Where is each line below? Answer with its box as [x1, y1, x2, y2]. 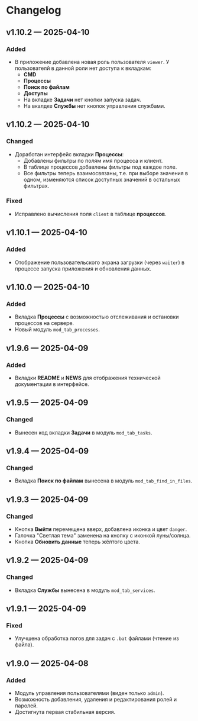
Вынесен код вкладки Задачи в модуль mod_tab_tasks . [14, 429, 152, 436]
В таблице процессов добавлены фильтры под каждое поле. [23, 163, 177, 170]
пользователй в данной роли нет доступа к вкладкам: [14, 65, 152, 72]
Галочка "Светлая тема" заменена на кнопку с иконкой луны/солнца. [14, 532, 191, 539]
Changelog [6, 4, 61, 17]
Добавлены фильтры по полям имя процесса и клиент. [23, 157, 163, 164]
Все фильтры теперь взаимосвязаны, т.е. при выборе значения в [23, 169, 188, 176]
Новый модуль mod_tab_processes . [14, 326, 100, 333]
